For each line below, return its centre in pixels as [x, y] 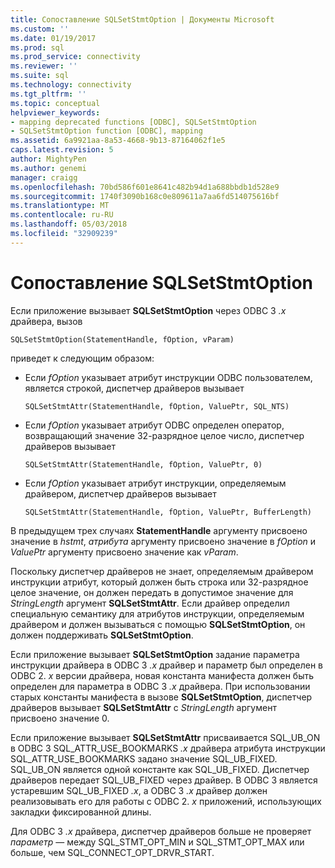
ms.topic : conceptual [55, 103]
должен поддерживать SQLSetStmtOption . [102, 635]
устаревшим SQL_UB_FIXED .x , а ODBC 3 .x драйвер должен [139, 790]
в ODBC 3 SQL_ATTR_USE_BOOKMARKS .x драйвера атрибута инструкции [168, 748]
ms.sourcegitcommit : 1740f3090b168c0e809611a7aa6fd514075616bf [145, 196]
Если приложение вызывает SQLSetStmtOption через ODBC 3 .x [148, 310]
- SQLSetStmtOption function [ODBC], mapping [106, 131]
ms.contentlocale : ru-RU [62, 215]
